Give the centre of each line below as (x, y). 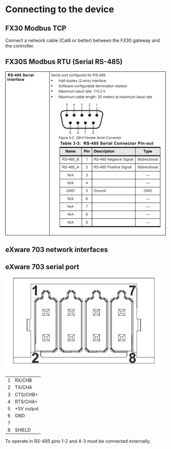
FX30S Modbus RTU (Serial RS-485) (64, 62)
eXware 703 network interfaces (57, 249)
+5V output (27, 409)
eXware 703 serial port (42, 267)
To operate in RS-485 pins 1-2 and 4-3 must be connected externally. (78, 441)
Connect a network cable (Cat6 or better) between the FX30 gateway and (83, 40)
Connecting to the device (60, 9)
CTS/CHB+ (26, 394)
